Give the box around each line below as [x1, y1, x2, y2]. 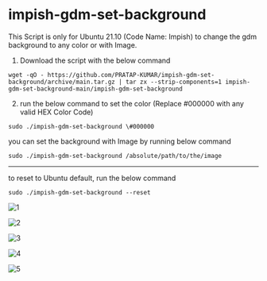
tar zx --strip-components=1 [126, 78, 222, 86]
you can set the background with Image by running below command [8, 137, 232, 146]
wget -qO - [8, 71, 44, 79]
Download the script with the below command [19, 56, 171, 65]
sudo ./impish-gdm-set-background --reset [8, 188, 151, 196]
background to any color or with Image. [8, 40, 137, 49]
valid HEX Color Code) [19, 107, 94, 117]
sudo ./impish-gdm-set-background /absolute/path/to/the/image [8, 152, 222, 160]
